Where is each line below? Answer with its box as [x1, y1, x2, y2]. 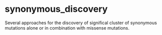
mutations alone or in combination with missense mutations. [5, 25, 130, 31]
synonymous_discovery [5, 3, 108, 15]
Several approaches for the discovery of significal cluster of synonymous [5, 20, 157, 26]
